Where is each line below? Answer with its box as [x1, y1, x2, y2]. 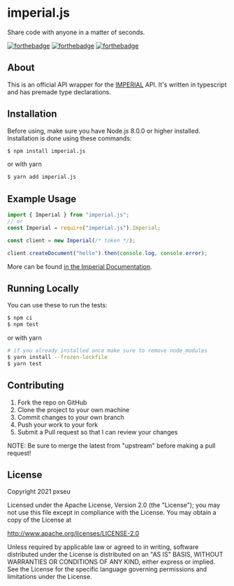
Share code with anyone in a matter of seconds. [7, 28, 145, 36]
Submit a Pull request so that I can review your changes [17, 427, 178, 436]
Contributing [7, 379, 64, 392]
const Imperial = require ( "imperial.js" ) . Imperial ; [7, 224, 161, 231]
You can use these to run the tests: [7, 301, 108, 309]
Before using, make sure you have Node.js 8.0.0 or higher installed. [7, 126, 200, 135]
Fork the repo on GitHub [17, 398, 87, 406]
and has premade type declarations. [7, 87, 112, 96]
